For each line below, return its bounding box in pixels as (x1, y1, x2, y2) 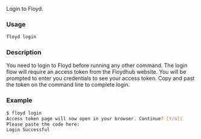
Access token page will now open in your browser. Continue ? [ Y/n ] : (6, 115, 183, 121)
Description (6, 48, 42, 57)
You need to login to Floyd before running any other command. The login (6, 62, 188, 69)
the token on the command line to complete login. (6, 81, 130, 88)
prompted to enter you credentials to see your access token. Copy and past (6, 75, 195, 82)
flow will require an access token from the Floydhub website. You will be (6, 68, 186, 76)
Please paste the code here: (6, 121, 80, 128)
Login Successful (6, 127, 50, 133)
